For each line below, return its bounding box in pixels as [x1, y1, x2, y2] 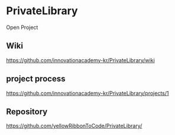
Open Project [6, 24, 38, 31]
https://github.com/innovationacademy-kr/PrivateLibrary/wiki [6, 56, 155, 63]
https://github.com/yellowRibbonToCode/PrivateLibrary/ [6, 123, 142, 130]
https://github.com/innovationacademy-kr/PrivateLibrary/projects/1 [6, 89, 169, 97]
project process [6, 74, 66, 84]
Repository [6, 107, 48, 117]
